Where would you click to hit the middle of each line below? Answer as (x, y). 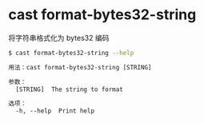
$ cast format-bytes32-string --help (71, 53)
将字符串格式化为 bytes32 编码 (59, 38)
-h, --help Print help (55, 111)
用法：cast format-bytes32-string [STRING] (80, 67)
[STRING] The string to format (70, 89)
